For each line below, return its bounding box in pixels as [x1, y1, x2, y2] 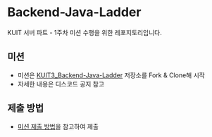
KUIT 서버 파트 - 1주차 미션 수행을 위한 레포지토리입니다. [7, 28, 162, 37]
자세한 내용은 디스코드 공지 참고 [17, 79, 104, 88]
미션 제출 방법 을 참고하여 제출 [17, 122, 99, 131]
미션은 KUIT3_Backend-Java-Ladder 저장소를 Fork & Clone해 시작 [17, 71, 206, 79]
